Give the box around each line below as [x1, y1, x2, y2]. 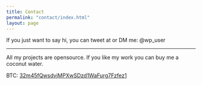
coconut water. [6, 60, 44, 68]
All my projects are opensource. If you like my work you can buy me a [6, 54, 179, 61]
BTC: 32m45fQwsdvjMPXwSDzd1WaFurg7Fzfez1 [6, 72, 127, 79]
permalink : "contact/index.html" [6, 14, 90, 20]
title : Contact [6, 8, 44, 15]
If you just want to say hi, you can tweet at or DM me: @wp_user [6, 37, 166, 44]
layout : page [6, 20, 39, 26]
